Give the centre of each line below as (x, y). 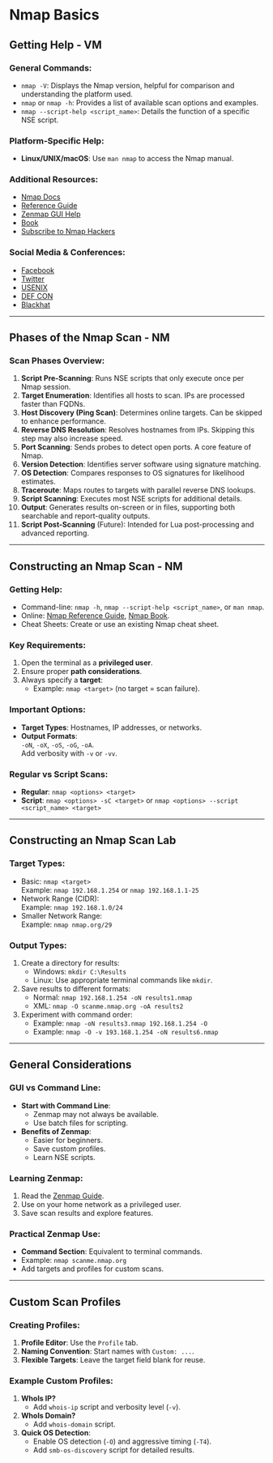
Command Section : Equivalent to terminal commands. (111, 1252)
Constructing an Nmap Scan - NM (96, 566)
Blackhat (36, 305)
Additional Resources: (54, 180)
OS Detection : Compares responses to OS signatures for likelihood (133, 473)
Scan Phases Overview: (57, 360)
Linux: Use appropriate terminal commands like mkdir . (123, 980)
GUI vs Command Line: (55, 1088)
